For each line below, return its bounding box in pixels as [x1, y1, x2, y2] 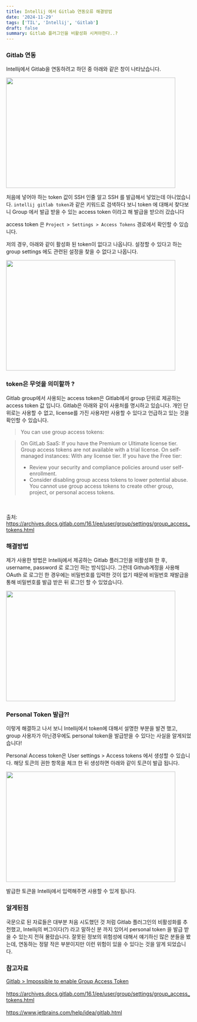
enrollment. [29, 469, 57, 477]
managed [20, 452, 44, 459]
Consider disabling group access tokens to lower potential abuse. [29, 476, 188, 483]
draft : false [6, 25, 38, 31]
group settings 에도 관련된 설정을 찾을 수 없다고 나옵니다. [6, 248, 138, 255]
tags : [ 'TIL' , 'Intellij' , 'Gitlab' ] [6, 19, 99, 25]
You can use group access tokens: [20, 428, 105, 435]
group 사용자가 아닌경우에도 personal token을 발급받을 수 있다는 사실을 [6, 732, 171, 739]
